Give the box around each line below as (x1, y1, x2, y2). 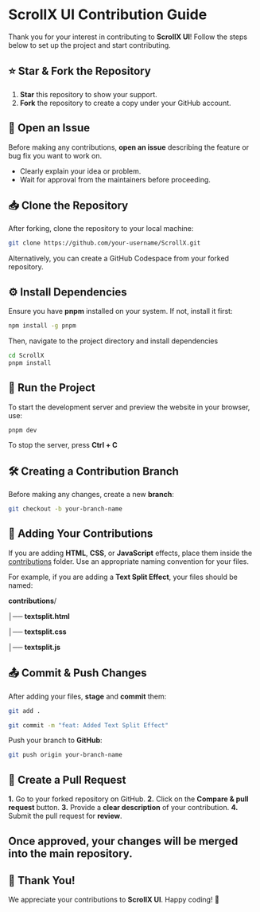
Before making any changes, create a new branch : (8, 490, 175, 499)
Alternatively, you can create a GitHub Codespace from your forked (8, 253, 229, 264)
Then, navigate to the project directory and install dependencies (8, 336, 219, 346)
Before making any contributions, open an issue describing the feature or (8, 142, 249, 152)
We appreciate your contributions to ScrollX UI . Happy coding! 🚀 (8, 894, 220, 905)
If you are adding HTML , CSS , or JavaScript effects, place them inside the (8, 548, 253, 558)
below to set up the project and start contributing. (8, 40, 171, 49)
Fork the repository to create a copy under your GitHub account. (19, 98, 232, 108)
